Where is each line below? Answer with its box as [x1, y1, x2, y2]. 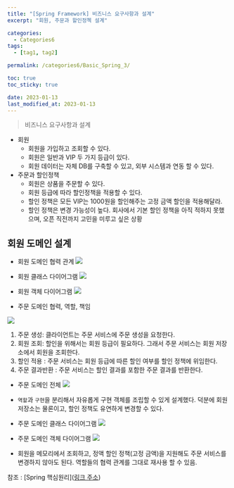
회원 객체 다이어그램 [17, 287, 72, 296]
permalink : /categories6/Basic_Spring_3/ [7, 62, 131, 69]
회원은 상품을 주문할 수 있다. [27, 180, 105, 188]
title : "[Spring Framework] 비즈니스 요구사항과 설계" [7, 10, 155, 18]
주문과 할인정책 [17, 170, 60, 180]
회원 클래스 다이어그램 [17, 273, 79, 281]
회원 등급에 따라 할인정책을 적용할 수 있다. [27, 188, 143, 197]
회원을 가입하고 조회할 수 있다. [27, 144, 111, 153]
